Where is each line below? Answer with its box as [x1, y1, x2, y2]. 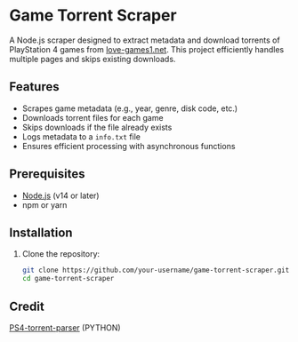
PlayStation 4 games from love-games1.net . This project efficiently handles [9, 44, 285, 54]
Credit [9, 298, 44, 314]
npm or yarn [21, 199, 68, 210]
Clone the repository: [21, 249, 101, 259]
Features [9, 79, 60, 94]
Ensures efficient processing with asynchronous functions [21, 140, 236, 151]
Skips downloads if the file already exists [21, 122, 173, 132]
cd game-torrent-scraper [21, 274, 115, 283]
